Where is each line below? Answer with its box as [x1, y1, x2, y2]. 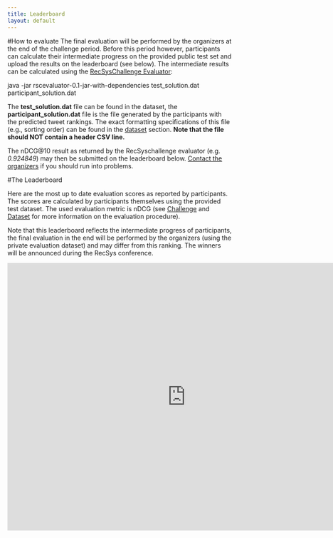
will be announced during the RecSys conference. [7, 248, 154, 257]
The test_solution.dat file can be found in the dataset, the [7, 102, 178, 111]
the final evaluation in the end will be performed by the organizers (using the [7, 233, 232, 242]
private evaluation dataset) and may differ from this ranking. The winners [7, 240, 221, 250]
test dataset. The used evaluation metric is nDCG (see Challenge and [7, 204, 210, 213]
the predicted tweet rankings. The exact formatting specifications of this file [7, 117, 231, 126]
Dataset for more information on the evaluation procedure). [7, 212, 181, 220]
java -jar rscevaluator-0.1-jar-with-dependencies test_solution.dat [7, 81, 199, 89]
